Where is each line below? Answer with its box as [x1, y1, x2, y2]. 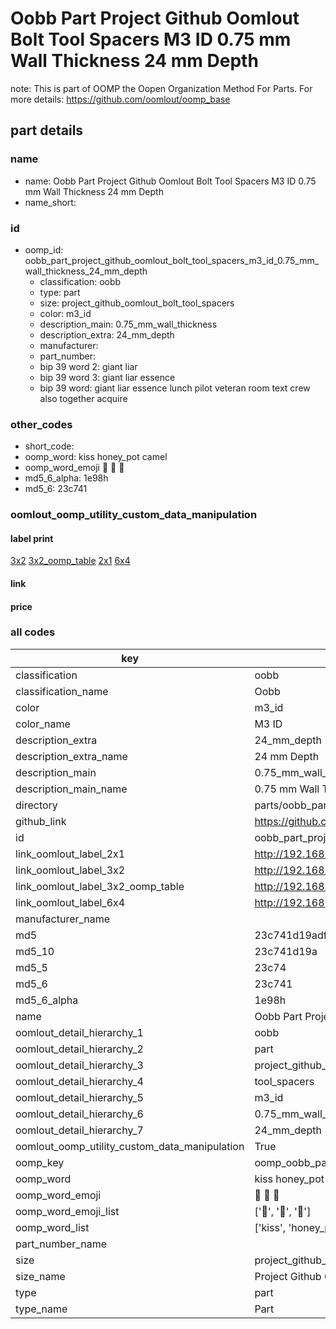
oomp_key [15, 1155, 65, 1169]
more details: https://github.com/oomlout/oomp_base [10, 93, 231, 105]
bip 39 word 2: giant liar [39, 360, 138, 372]
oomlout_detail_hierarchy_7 [15, 1123, 144, 1137]
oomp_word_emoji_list [15, 1204, 120, 1218]
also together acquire [39, 392, 128, 404]
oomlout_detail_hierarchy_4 [15, 1074, 144, 1088]
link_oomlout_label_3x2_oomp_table [15, 879, 185, 893]
